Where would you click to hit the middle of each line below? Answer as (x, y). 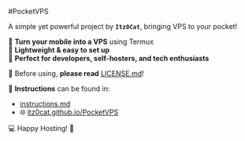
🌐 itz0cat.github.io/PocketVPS (69, 112)
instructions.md (45, 104)
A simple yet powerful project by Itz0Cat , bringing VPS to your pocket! (123, 26)
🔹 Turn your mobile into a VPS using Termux (81, 42)
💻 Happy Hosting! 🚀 (41, 128)
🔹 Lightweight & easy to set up (59, 50)
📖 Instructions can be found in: (59, 89)
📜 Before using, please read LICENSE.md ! (76, 73)
